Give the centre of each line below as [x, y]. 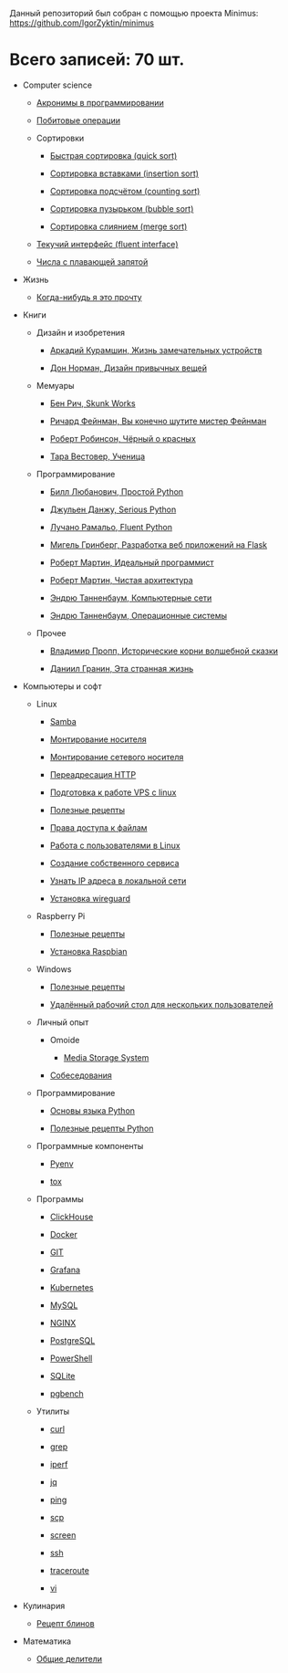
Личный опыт [62, 1022]
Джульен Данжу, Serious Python [113, 509]
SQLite [62, 1375]
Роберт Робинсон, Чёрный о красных [123, 438]
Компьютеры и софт [62, 686]
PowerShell [71, 1358]
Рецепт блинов [65, 1623]
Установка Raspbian [88, 951]
